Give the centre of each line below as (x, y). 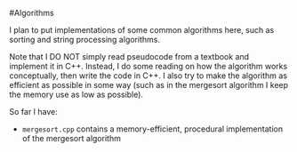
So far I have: (33, 112)
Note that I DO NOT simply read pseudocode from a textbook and (129, 56)
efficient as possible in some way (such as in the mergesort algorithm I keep (149, 85)
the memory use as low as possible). (76, 94)
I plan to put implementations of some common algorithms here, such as (142, 30)
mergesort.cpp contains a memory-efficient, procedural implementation (152, 129)
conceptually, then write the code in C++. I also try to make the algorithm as (148, 76)
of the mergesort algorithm (72, 138)
